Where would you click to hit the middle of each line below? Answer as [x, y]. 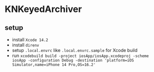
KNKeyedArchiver [43, 9]
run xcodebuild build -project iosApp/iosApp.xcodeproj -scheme [80, 55]
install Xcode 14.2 [30, 39]
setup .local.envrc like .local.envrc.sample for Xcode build [75, 50]
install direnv [26, 45]
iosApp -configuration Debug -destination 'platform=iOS [73, 60]
